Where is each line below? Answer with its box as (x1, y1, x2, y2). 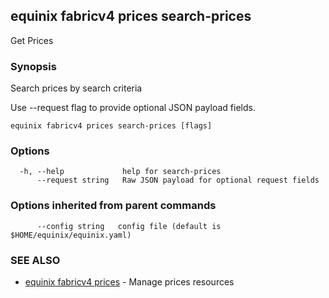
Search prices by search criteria (10, 82, 143, 94)
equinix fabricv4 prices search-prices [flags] (10, 121, 213, 131)
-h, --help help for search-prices (19, 167, 222, 177)
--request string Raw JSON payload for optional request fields (36, 175, 320, 186)
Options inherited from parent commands (10, 199, 217, 213)
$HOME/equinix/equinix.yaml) (10, 230, 132, 240)
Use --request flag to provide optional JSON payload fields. (10, 102, 256, 114)
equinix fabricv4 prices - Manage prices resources (24, 276, 235, 288)
